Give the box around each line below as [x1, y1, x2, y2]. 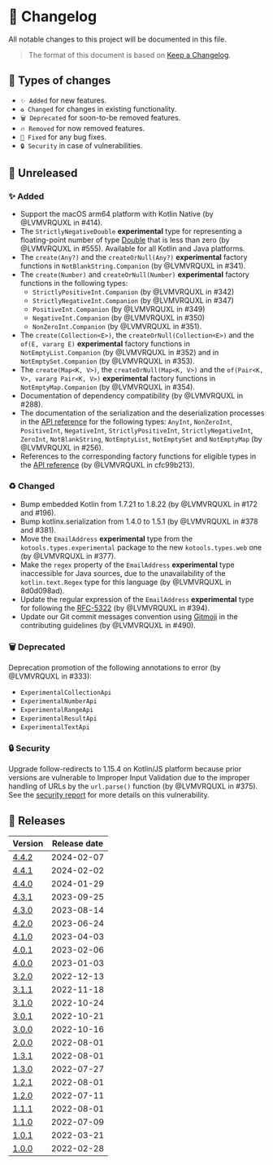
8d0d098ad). [19, 586, 65, 596]
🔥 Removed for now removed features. [19, 123, 145, 133]
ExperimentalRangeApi [19, 706, 93, 714]
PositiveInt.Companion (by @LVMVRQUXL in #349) [32, 305, 206, 314]
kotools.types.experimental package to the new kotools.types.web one [19, 542, 262, 552]
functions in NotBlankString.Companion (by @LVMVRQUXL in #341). [19, 261, 246, 271]
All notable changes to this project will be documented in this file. [8, 34, 227, 44]
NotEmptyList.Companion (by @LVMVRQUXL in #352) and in [19, 348, 219, 358]
